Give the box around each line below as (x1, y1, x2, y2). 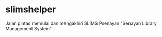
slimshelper (5, 4, 56, 15)
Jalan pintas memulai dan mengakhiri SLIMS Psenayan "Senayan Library (5, 20, 157, 26)
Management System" (5, 25, 52, 31)
